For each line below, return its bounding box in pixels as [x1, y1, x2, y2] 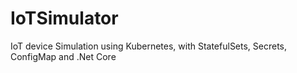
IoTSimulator [10, 7, 119, 30]
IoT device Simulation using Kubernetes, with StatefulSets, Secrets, [10, 40, 288, 52]
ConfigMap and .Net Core [10, 50, 117, 62]
